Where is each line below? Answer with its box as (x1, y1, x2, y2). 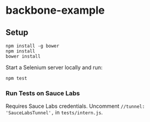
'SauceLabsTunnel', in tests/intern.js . (5, 109, 103, 116)
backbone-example (5, 4, 105, 17)
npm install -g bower (5, 43, 60, 49)
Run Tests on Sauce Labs (5, 89, 80, 97)
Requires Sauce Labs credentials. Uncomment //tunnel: (5, 102, 145, 110)
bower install (5, 54, 41, 60)
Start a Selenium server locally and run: (5, 64, 103, 71)
